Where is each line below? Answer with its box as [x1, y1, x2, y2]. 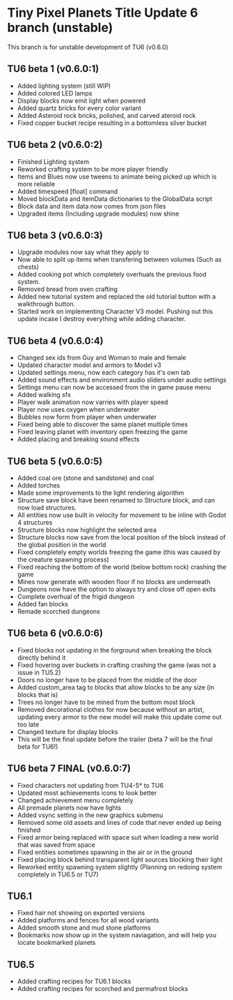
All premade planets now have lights [17, 803, 122, 812]
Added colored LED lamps [17, 89, 93, 97]
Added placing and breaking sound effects [17, 435, 140, 444]
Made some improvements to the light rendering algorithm [17, 488, 184, 497]
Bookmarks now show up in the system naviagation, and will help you [17, 931, 217, 939]
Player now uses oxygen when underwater [17, 405, 140, 414]
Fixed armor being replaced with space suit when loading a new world [17, 833, 219, 842]
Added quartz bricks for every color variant [17, 103, 141, 112]
